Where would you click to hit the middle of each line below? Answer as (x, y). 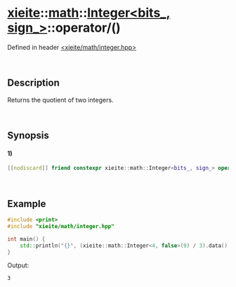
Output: (18, 265)
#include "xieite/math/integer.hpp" (61, 226)
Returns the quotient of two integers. (60, 100)
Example (27, 204)
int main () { (26, 239)
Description (33, 83)
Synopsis (28, 136)
